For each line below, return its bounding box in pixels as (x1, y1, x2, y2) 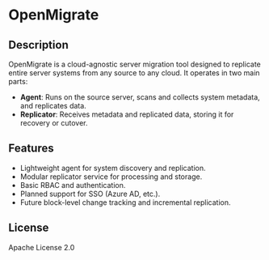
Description (8, 38, 69, 52)
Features (8, 142, 54, 156)
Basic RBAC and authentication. (19, 180, 126, 190)
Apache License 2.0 (8, 242, 75, 252)
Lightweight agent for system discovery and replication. (19, 163, 206, 173)
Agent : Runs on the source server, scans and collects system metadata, (19, 92, 260, 102)
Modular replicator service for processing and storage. (19, 172, 203, 181)
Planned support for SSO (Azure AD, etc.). (19, 189, 161, 198)
